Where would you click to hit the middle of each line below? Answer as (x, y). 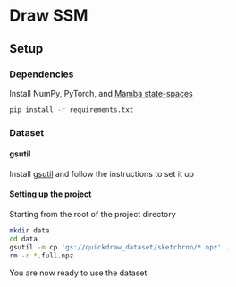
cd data (24, 239)
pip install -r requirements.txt (72, 110)
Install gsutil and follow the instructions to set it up (102, 173)
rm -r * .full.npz (42, 256)
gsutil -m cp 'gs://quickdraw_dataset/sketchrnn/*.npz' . (119, 247)
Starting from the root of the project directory (93, 215)
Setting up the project (51, 194)
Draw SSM (49, 16)
